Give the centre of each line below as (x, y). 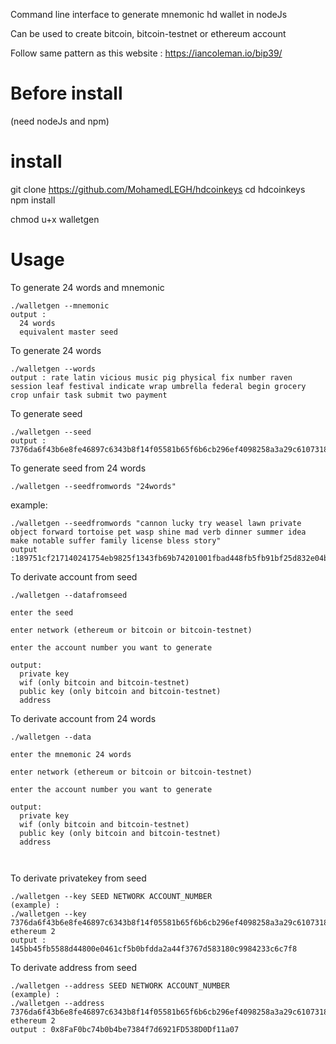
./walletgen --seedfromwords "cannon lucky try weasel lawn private (156, 523)
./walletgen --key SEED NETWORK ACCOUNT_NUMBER (111, 896)
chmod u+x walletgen (55, 219)
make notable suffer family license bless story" (116, 540)
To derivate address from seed (74, 967)
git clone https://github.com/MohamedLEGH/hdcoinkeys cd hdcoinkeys (158, 189)
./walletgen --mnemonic (60, 305)
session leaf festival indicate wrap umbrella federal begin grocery (158, 386)
